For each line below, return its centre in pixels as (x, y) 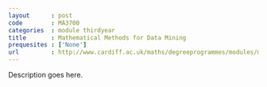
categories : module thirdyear (62, 30)
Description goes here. (46, 75)
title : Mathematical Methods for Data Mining (97, 38)
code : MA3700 (44, 23)
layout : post (41, 15)
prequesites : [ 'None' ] (48, 45)
